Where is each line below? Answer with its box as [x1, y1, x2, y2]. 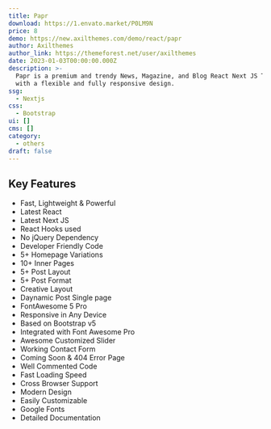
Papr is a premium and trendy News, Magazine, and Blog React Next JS [15, 72, 258, 80]
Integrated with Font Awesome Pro [19, 327, 135, 337]
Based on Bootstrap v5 [19, 318, 97, 328]
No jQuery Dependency [19, 233, 99, 242]
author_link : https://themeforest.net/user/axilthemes [8, 49, 197, 57]
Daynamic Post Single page [19, 292, 112, 303]
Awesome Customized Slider [19, 336, 116, 346]
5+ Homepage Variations [19, 250, 103, 259]
